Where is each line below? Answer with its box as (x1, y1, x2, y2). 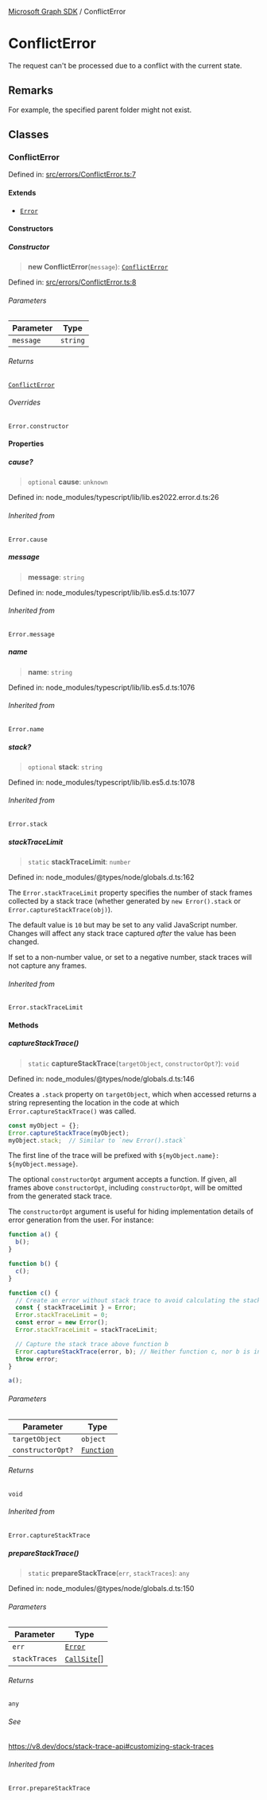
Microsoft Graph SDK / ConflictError (8, 7, 126, 16)
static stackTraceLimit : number (27, 857, 131, 867)
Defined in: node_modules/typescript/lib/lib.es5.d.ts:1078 (8, 777, 195, 787)
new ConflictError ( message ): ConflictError (27, 262, 168, 272)
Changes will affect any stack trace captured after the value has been (8, 929, 237, 939)
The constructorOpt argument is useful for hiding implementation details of (8, 1207, 254, 1217)
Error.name (8, 725, 44, 734)
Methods (8, 1020, 39, 1030)
